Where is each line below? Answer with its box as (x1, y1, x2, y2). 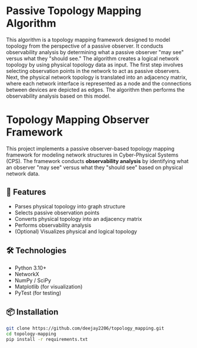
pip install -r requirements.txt (6, 337, 88, 343)
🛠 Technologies (6, 246, 66, 256)
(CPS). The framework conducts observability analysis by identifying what (6, 157, 189, 164)
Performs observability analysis (14, 221, 92, 228)
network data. (6, 170, 40, 177)
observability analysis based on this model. (6, 92, 111, 100)
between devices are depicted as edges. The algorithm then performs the (6, 86, 185, 93)
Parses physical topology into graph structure (14, 203, 125, 210)
